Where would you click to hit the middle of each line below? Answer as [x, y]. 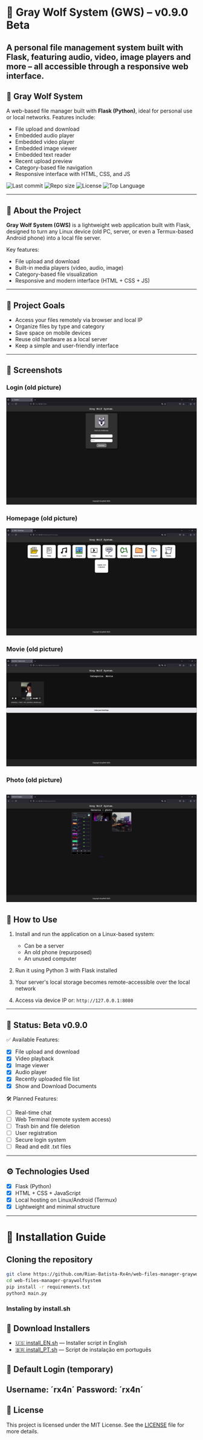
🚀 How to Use [32, 920]
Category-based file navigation [53, 168]
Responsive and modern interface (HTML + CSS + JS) [82, 281]
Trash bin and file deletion [47, 1126]
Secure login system [40, 1139]
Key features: [23, 250]
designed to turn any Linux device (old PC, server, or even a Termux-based [100, 232]
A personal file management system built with [95, 47]
